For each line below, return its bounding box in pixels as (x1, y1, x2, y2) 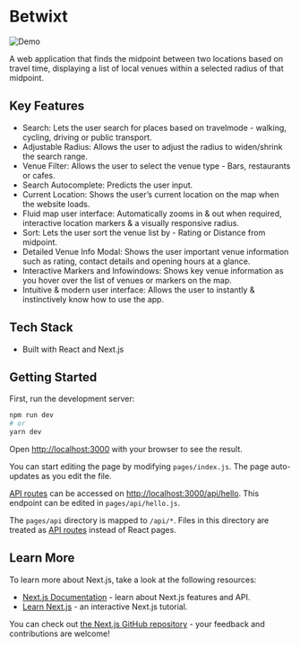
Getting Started (9, 370, 98, 385)
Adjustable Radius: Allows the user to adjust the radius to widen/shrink (21, 141, 283, 152)
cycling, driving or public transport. (21, 132, 152, 143)
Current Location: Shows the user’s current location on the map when (21, 188, 279, 199)
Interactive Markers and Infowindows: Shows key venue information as (21, 265, 284, 275)
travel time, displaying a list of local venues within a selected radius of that (9, 63, 284, 74)
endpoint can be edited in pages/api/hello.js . (9, 498, 181, 508)
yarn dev (9, 428, 42, 437)
